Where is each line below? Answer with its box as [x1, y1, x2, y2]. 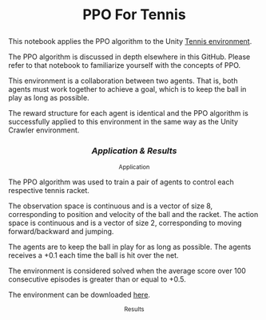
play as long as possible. [8, 93, 89, 103]
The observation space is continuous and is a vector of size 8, [8, 201, 213, 211]
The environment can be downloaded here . [8, 290, 150, 300]
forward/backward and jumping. [8, 227, 114, 236]
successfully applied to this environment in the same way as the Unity [8, 117, 238, 127]
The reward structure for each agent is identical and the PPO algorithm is [8, 109, 249, 118]
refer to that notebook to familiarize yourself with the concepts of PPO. [8, 61, 241, 70]
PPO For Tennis [82, 6, 186, 24]
